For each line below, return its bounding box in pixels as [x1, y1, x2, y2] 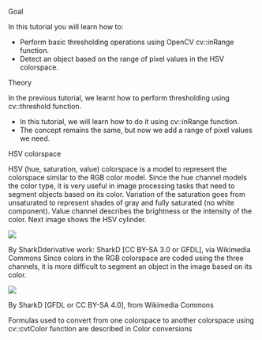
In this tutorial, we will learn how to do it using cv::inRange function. [19, 117, 239, 126]
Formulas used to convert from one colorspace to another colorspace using [8, 315, 255, 325]
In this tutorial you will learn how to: [8, 22, 124, 31]
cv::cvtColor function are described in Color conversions [8, 324, 193, 333]
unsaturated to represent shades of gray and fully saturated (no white [8, 198, 234, 207]
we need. [19, 134, 51, 143]
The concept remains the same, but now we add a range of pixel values [19, 126, 253, 134]
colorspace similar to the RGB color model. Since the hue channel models [8, 173, 247, 182]
